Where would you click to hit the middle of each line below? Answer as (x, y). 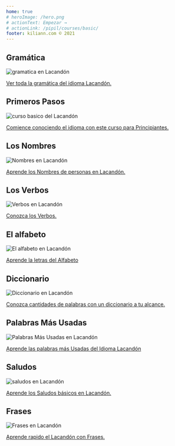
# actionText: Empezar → (37, 22)
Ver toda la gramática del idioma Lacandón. (59, 83)
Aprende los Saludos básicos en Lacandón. (59, 393)
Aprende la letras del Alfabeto (42, 260)
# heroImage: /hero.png (35, 17)
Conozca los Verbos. (32, 216)
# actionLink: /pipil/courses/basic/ (52, 28)
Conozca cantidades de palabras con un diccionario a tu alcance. (86, 304)
